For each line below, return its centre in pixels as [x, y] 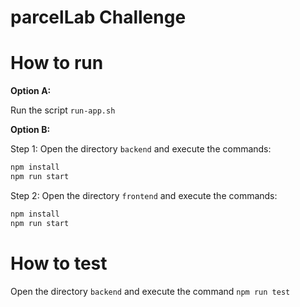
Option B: [30, 130]
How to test [59, 263]
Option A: [31, 91]
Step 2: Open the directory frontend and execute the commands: [144, 195]
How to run [57, 63]
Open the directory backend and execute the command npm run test [150, 291]
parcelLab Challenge [98, 17]
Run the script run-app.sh [63, 110]
